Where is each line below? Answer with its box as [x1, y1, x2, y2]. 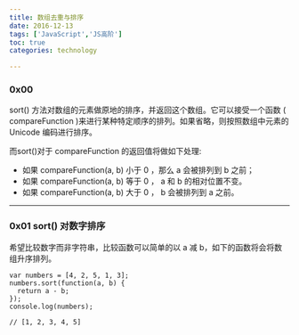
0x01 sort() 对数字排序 [9, 220, 106, 233]
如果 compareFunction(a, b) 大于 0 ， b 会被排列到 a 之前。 [21, 187, 239, 198]
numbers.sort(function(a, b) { [9, 278, 125, 288]
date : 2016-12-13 [9, 21, 74, 30]
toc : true [9, 37, 46, 47]
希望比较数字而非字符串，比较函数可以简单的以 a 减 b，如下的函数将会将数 [9, 241, 283, 252]
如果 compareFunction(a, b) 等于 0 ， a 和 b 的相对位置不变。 [21, 176, 247, 187]
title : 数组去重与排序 [9, 12, 85, 22]
